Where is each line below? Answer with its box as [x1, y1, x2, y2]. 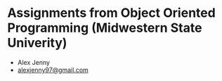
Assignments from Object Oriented [7, 5, 216, 21]
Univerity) [7, 35, 67, 51]
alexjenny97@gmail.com [17, 66, 89, 74]
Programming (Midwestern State [7, 20, 202, 36]
